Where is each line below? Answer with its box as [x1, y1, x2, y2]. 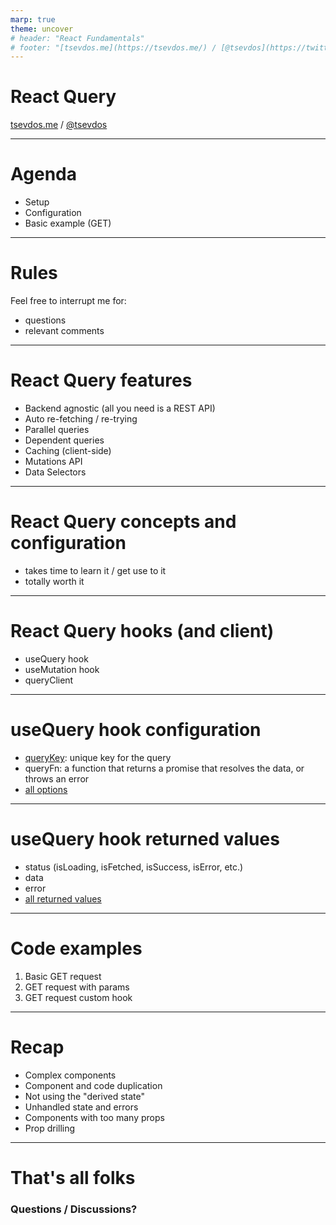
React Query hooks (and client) [10, 620, 275, 643]
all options [24, 783, 68, 795]
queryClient [24, 674, 74, 686]
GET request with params [24, 981, 130, 993]
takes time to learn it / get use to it [24, 564, 167, 576]
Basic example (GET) [24, 217, 112, 230]
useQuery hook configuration [10, 719, 262, 741]
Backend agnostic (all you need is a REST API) [24, 402, 216, 414]
